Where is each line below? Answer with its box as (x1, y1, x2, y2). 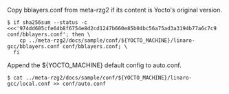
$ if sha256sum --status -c (7, 19, 88, 26)
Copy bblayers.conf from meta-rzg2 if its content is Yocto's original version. (7, 6, 222, 14)
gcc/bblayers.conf (7, 43, 60, 50)
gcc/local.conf (7, 80, 51, 87)
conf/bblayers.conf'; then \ (7, 31, 91, 38)
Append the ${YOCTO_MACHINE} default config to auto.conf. (7, 61, 182, 69)
